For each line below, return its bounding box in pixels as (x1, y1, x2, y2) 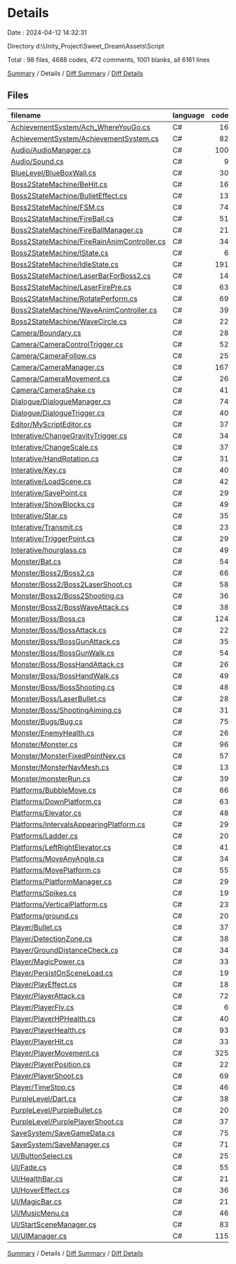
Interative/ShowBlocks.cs (11, 499, 95, 509)
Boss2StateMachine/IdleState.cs (11, 259, 119, 269)
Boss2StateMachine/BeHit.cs (11, 179, 107, 189)
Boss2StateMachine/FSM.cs (11, 202, 105, 212)
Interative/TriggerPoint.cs (11, 533, 95, 543)
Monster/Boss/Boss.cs (11, 613, 86, 623)
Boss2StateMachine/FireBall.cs (11, 213, 114, 223)
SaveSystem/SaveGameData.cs (11, 1128, 115, 1137)
